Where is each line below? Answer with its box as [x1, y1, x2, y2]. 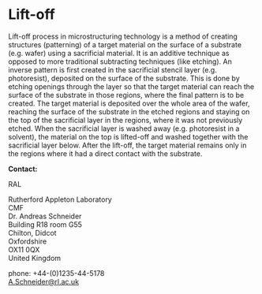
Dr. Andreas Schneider [8, 211, 82, 221]
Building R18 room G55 [8, 219, 83, 229]
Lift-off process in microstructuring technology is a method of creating [8, 32, 238, 41]
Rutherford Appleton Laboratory [8, 195, 112, 204]
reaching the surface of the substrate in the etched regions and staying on [8, 106, 250, 116]
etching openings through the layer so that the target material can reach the [8, 81, 255, 91]
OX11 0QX [8, 244, 40, 254]
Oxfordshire [8, 236, 47, 246]
